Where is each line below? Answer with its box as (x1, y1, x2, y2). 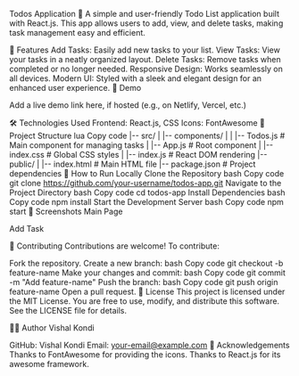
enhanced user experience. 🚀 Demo (9, 83, 142, 93)
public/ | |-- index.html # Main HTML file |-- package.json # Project (9, 159, 256, 169)
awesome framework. (9, 359, 89, 369)
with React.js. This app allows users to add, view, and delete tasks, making (9, 18, 284, 29)
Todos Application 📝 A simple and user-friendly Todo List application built (9, 9, 279, 19)
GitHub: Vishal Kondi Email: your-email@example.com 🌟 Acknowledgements (9, 339, 290, 350)
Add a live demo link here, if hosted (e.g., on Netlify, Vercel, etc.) (9, 100, 247, 110)
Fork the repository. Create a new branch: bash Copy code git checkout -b (9, 258, 284, 268)
